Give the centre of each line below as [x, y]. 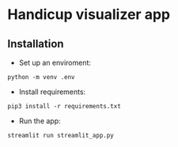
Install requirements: [52, 92]
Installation [36, 44]
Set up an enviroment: [55, 62]
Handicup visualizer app [89, 15]
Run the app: [40, 121]
